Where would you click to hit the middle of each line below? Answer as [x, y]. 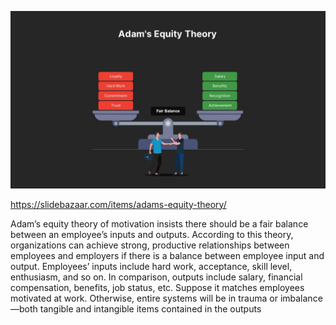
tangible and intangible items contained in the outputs [150, 308]
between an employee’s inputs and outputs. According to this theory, [152, 234]
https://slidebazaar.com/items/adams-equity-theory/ [118, 204]
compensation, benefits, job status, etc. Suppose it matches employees [157, 287]
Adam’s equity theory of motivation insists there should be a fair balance [159, 223]
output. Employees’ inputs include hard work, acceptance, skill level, [151, 266]
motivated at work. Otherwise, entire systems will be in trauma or [144, 298]
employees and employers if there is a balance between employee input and [167, 255]
